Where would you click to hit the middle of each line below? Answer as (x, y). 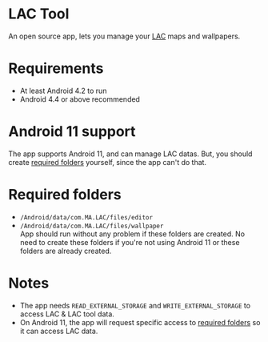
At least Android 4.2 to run (63, 91)
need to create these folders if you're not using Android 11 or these (130, 242)
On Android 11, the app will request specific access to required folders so (140, 322)
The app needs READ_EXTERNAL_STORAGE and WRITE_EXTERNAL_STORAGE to (135, 305)
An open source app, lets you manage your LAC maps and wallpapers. (124, 36)
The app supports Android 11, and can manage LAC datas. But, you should (130, 154)
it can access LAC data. (59, 331)
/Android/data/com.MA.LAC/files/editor (86, 217)
